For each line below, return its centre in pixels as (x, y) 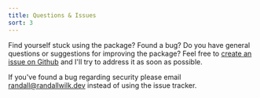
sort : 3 (21, 23)
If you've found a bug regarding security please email (95, 77)
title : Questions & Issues (52, 15)
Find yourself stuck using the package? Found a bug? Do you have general (129, 45)
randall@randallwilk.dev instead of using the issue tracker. (103, 85)
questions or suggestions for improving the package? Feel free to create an (130, 53)
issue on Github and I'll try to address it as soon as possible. (105, 62)
